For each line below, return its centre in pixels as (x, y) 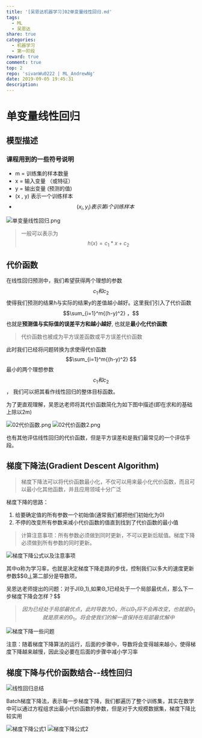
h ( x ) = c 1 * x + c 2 (109, 244)
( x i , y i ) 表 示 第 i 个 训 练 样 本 (106, 207)
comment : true (24, 62)
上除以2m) (19, 412)
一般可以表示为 (39, 233)
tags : (13, 17)
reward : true (23, 57)
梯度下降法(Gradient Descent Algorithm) (83, 466)
